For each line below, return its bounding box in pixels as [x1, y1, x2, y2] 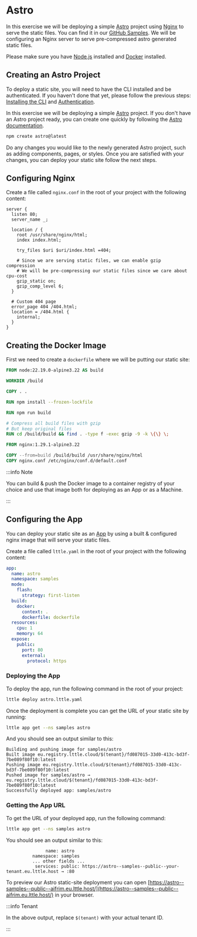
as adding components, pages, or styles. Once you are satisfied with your [6, 150, 185, 157]
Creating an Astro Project [6, 70, 101, 80]
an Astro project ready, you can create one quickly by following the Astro [6, 116, 183, 123]
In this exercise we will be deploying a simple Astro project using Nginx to [6, 23, 184, 30]
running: [6, 713, 26, 720]
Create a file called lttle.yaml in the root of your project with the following [6, 547, 186, 554]
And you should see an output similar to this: [6, 735, 114, 742]
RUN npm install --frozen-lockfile [6, 399, 93, 405]
